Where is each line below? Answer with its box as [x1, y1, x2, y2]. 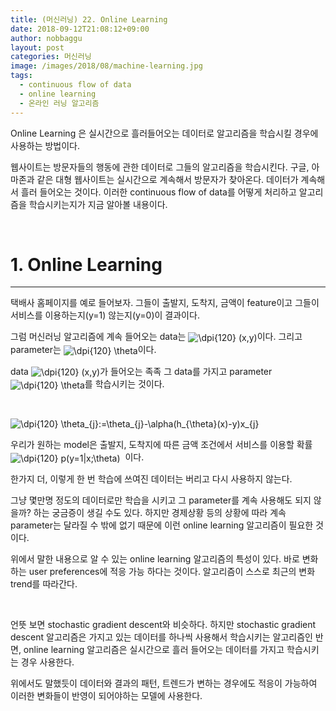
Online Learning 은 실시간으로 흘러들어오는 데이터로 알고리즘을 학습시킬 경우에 [10, 127, 319, 139]
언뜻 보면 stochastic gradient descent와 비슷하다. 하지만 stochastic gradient [10, 618, 317, 630]
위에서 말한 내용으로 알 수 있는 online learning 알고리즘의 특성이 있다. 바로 [10, 552, 300, 565]
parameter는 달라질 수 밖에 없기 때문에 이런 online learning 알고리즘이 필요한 [10, 519, 314, 531]
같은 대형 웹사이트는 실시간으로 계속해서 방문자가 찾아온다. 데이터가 [36, 173, 299, 185]
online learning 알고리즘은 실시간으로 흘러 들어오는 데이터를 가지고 [23, 643, 285, 655]
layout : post [10, 42, 65, 53]
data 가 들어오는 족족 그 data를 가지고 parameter [10, 365, 273, 377]
